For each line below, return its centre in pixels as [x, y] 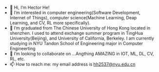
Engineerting [22, 49]
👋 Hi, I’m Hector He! [30, 7]
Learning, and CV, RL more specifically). [50, 23]
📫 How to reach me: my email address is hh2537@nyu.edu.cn [72, 64]
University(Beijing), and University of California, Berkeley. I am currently [82, 38]
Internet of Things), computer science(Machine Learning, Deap [73, 18]
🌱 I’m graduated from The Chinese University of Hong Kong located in [80, 28]
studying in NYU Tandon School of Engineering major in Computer [76, 43]
